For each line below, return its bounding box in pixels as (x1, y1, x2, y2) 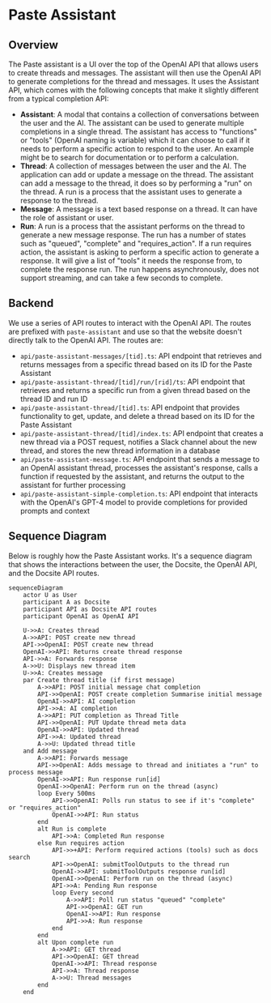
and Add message (23, 747, 78, 755)
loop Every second (51, 889, 114, 897)
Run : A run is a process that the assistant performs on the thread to (19, 221, 245, 231)
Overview (8, 38, 59, 52)
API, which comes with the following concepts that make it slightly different (8, 85, 259, 95)
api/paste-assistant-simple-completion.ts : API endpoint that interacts (19, 489, 259, 498)
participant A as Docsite (23, 598, 111, 606)
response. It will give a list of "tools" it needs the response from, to (19, 256, 243, 265)
